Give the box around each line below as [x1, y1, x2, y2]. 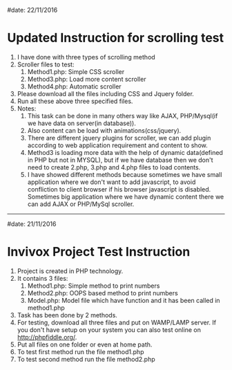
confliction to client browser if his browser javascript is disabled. [27, 185, 211, 193]
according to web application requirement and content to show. [27, 141, 209, 149]
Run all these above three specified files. [17, 97, 133, 105]
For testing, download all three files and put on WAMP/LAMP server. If [17, 318, 216, 326]
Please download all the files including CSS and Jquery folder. [17, 89, 195, 98]
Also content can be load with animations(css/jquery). [27, 126, 182, 134]
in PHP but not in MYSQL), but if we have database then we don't [27, 156, 213, 164]
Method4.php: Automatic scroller [27, 82, 122, 91]
